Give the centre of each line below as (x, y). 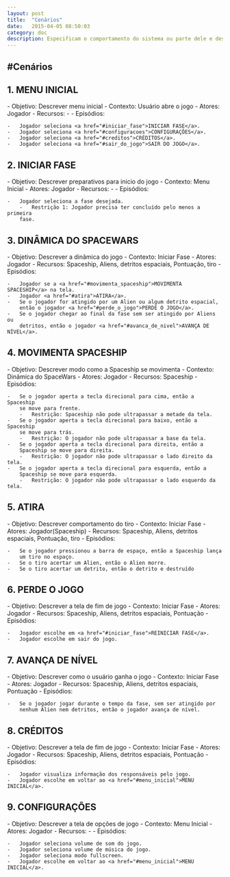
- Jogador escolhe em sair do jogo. (62, 639)
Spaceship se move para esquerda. (68, 474)
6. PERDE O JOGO (46, 589)
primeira (20, 214)
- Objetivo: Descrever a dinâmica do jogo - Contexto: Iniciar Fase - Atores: (112, 257)
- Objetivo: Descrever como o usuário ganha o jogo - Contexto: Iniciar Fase (113, 677)
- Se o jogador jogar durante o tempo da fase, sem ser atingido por (111, 704)
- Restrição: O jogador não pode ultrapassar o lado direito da (116, 456)
